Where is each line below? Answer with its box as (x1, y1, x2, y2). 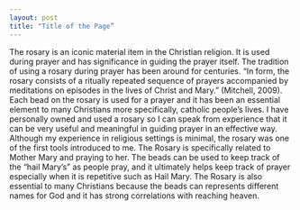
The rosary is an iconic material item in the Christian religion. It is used (9, 46, 270, 57)
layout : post (9, 13, 59, 23)
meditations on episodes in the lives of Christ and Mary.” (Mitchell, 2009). (9, 85, 283, 96)
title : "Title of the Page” (9, 22, 115, 31)
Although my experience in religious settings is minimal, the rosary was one (9, 132, 290, 143)
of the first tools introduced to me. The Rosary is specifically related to (9, 142, 271, 153)
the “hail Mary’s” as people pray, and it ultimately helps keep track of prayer (9, 161, 291, 172)
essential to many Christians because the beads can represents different (9, 180, 279, 191)
